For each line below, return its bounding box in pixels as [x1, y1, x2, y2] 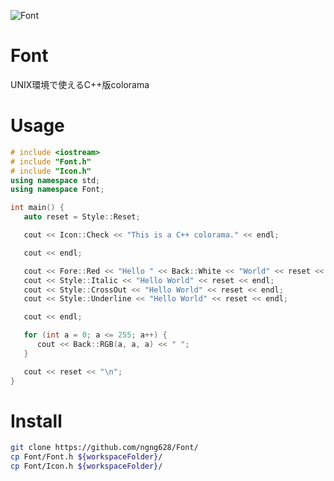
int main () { [10, 203, 65, 213]
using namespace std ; [10, 175, 101, 185]
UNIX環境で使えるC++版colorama [10, 78, 150, 90]
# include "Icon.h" [10, 166, 92, 176]
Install [10, 410, 63, 432]
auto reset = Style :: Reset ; [23, 212, 141, 222]
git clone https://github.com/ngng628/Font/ [10, 443, 199, 453]
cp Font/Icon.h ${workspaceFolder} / [10, 461, 163, 472]
